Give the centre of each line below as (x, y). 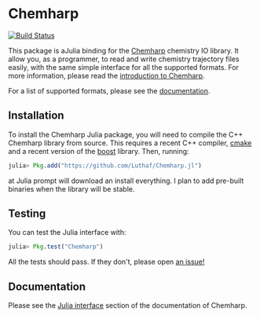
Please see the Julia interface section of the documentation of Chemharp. (128, 305)
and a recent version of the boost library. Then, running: (99, 151)
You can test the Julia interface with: (67, 232)
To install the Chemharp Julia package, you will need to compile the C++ (126, 134)
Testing (27, 214)
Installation (36, 116)
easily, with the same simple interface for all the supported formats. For (124, 67)
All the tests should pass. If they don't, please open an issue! (106, 262)
